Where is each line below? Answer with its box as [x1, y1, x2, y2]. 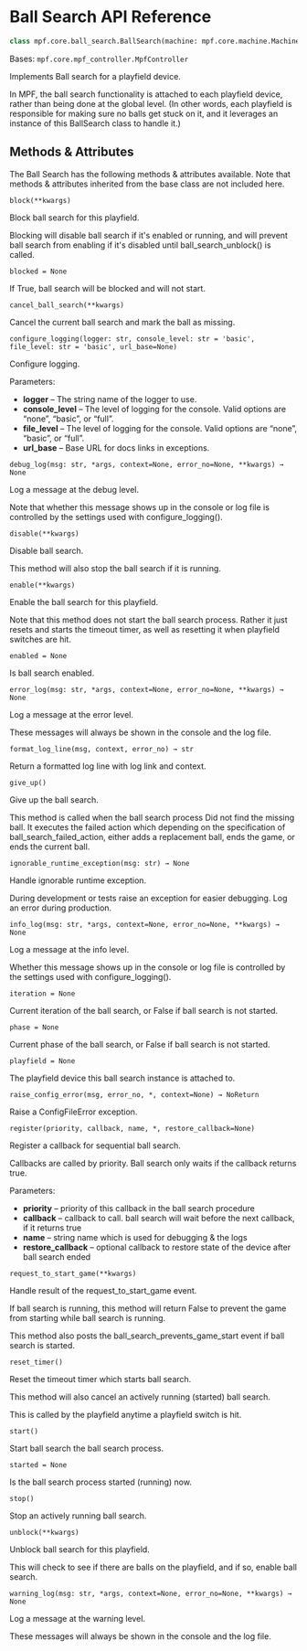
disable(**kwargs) [9, 528, 79, 538]
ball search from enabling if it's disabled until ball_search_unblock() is [9, 240, 271, 250]
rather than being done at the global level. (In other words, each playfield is [9, 98, 292, 109]
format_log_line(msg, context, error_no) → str [9, 744, 195, 753]
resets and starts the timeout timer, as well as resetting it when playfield [9, 623, 281, 634]
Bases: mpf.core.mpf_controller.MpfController [9, 53, 189, 64]
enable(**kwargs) [9, 581, 76, 590]
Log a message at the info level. [9, 943, 130, 954]
